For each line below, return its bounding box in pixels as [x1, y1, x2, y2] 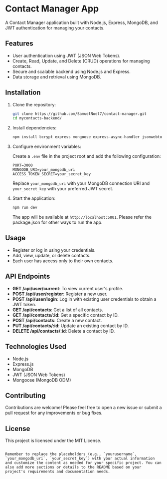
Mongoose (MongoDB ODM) [12, 377, 71, 383]
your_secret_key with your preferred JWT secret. [12, 186, 114, 192]
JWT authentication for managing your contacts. [5, 24, 105, 30]
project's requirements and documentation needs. [5, 469, 111, 475]
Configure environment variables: [12, 143, 81, 150]
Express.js [12, 361, 34, 367]
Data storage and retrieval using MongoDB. [12, 73, 101, 80]
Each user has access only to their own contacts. [12, 258, 114, 264]
